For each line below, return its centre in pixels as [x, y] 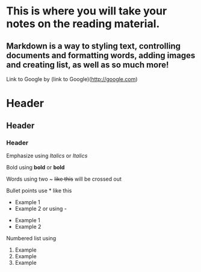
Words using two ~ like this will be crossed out [64, 179]
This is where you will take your [87, 11]
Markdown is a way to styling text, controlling [93, 46]
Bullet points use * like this [39, 190]
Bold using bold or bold [36, 167]
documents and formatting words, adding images [101, 55]
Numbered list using [31, 238]
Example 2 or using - [41, 208]
